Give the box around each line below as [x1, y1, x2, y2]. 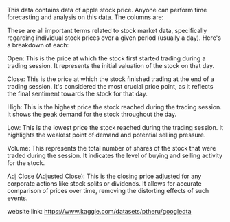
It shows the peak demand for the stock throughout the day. [7, 110, 177, 118]
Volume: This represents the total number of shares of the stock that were [7, 144, 216, 152]
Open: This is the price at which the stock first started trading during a [7, 54, 206, 63]
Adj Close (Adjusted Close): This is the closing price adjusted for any [7, 172, 202, 180]
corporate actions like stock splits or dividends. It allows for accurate [7, 179, 203, 188]
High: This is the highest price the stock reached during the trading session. [7, 103, 222, 111]
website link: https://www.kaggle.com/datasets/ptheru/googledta [7, 208, 192, 215]
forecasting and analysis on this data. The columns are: [7, 13, 164, 21]
